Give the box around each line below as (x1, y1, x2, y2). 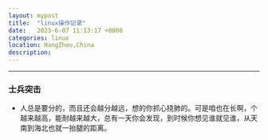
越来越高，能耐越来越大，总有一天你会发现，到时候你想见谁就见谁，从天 (19, 113, 258, 123)
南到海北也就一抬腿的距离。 (19, 123, 112, 133)
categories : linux (8, 33, 69, 42)
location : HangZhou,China (8, 41, 94, 49)
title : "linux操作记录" (8, 19, 86, 27)
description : (8, 49, 52, 56)
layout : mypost (8, 11, 59, 20)
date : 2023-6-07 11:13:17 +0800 (8, 26, 124, 34)
